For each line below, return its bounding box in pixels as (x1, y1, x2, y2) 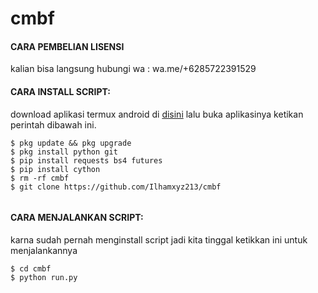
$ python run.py (10, 272, 78, 282)
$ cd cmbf (10, 263, 52, 274)
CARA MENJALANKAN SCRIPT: (10, 212, 144, 224)
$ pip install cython (10, 164, 101, 174)
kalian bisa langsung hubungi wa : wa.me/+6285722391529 (10, 63, 257, 75)
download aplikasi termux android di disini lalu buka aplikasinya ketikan (10, 108, 304, 120)
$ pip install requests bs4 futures (10, 155, 163, 166)
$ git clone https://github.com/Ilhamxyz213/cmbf (10, 182, 222, 192)
